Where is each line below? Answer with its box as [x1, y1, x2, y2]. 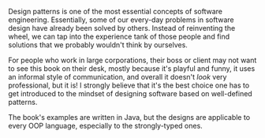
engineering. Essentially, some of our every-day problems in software [8, 15, 234, 24]
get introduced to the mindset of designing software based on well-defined [8, 89, 252, 98]
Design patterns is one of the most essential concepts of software [8, 7, 223, 16]
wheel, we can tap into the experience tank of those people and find [8, 32, 230, 41]
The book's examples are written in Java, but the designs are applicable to [8, 113, 251, 121]
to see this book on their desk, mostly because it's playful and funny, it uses [8, 64, 256, 73]
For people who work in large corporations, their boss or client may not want [8, 55, 257, 65]
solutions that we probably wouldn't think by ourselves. [8, 40, 188, 50]
